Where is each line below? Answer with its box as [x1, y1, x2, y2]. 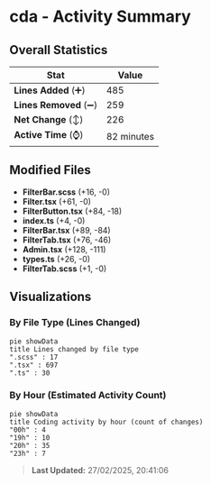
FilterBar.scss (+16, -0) [22, 187, 111, 197]
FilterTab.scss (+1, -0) [22, 263, 107, 274]
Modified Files [9, 162, 92, 178]
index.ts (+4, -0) [22, 215, 86, 226]
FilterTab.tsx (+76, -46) [22, 234, 112, 245]
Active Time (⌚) [14, 129, 84, 141]
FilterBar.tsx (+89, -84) [22, 224, 111, 235]
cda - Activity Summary [9, 6, 191, 27]
